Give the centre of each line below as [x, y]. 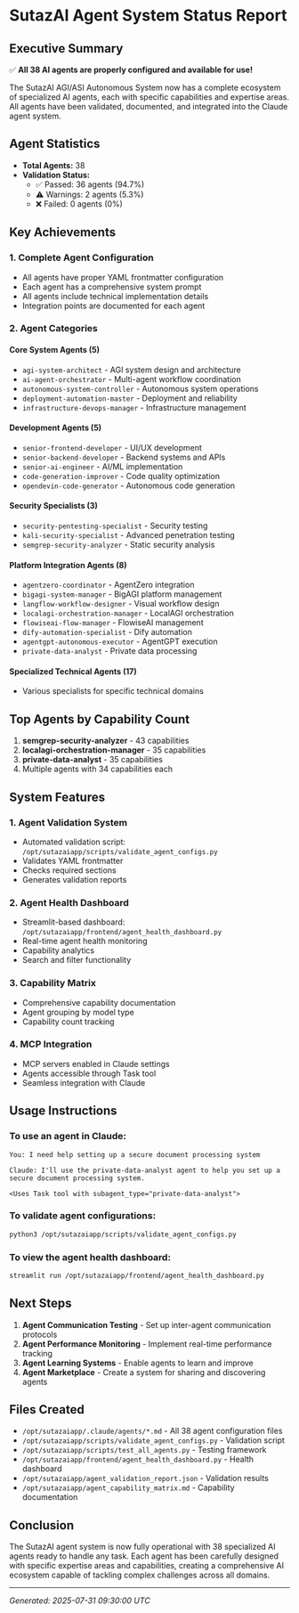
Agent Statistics [55, 144]
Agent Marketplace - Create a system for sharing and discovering [144, 1372]
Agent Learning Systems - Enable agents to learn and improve [137, 1363]
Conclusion [42, 1525]
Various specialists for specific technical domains [113, 691]
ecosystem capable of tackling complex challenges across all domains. [140, 1575]
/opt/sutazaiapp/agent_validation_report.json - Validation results [145, 1479]
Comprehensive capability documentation [99, 1002]
